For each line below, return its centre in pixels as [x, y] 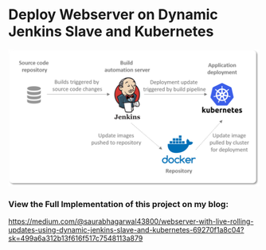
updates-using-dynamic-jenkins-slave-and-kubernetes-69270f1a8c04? [126, 229]
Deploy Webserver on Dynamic [113, 15]
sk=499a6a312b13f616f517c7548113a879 [76, 238]
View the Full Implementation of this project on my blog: [119, 204]
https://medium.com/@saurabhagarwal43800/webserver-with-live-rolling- [131, 221]
